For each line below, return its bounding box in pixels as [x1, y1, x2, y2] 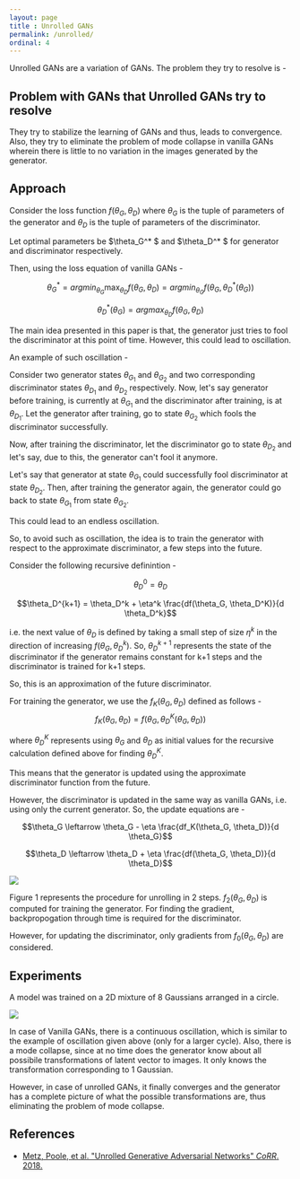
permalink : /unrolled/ [9, 30, 94, 39]
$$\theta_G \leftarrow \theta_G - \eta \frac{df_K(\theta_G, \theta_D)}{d [21, 821, 279, 832]
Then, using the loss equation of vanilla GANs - [9, 263, 184, 274]
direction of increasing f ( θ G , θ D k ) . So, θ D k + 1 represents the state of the [9, 638, 272, 653]
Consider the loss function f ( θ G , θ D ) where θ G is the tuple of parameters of [9, 205, 285, 218]
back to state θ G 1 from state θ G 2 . [9, 494, 130, 510]
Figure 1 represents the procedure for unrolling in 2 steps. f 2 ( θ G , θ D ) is [9, 892, 268, 904]
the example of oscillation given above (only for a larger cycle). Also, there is [9, 1035, 292, 1046]
